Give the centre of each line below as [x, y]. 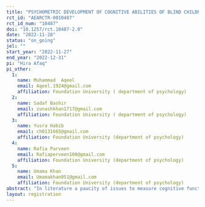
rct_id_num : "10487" [33, 23]
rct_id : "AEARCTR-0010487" [41, 18]
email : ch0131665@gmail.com [53, 132]
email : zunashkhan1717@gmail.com [60, 109]
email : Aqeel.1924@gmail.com [54, 86]
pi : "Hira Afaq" [27, 63]
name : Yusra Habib [41, 126]
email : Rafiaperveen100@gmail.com [61, 154]
